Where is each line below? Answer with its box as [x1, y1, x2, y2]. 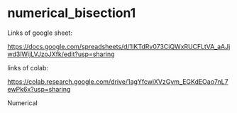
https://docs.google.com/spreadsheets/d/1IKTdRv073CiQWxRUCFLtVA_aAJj [7, 42, 231, 50]
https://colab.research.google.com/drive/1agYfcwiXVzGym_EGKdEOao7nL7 [7, 77, 228, 86]
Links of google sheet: [7, 28, 73, 37]
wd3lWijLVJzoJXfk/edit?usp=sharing [7, 50, 115, 58]
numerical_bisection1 [7, 5, 136, 21]
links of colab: [7, 63, 48, 72]
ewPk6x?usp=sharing [7, 85, 71, 93]
